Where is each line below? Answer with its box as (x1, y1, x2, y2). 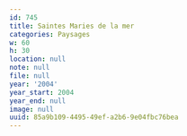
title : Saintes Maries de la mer (9, 21, 135, 30)
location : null (9, 55, 67, 64)
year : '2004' (9, 80, 58, 89)
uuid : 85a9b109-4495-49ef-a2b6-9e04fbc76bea (9, 113, 179, 122)
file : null (9, 72, 50, 81)
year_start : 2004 (9, 88, 75, 97)
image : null (9, 105, 54, 114)
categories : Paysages (9, 30, 91, 38)
